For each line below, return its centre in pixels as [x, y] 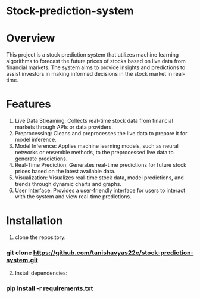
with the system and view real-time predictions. [73, 197]
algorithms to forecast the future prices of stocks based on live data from [96, 61]
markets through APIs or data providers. [64, 127]
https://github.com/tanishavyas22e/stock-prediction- [113, 253]
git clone [19, 253]
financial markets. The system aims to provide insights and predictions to [96, 67]
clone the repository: [40, 237]
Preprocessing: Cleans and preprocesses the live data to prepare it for [101, 134]
